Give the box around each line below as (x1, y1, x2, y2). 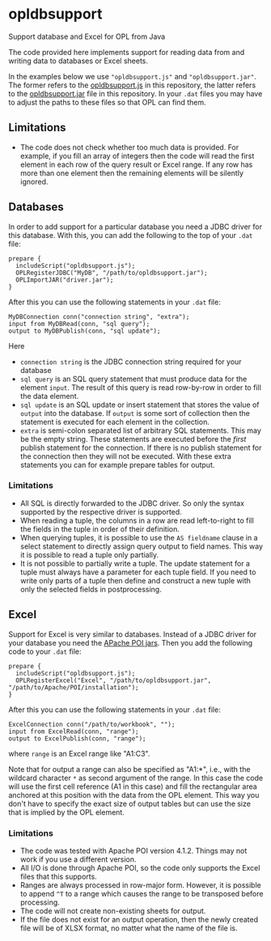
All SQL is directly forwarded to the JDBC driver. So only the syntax (19, 498, 245, 508)
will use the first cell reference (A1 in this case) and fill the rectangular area (8, 782, 257, 791)
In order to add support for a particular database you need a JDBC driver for (8, 222, 263, 231)
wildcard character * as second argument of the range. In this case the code (8, 773, 264, 782)
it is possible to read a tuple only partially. (19, 549, 159, 559)
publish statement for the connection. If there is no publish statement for (19, 443, 262, 452)
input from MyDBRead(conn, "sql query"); (8, 320, 150, 328)
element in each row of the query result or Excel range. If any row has (19, 159, 253, 169)
